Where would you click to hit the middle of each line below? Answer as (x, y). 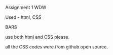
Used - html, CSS (23, 17)
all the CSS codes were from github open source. (56, 47)
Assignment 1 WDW (26, 7)
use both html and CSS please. (37, 37)
